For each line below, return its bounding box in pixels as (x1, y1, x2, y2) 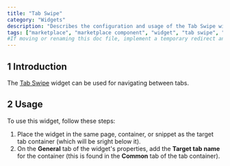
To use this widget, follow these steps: (7, 117, 116, 125)
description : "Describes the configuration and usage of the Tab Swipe (7, 23, 216, 29)
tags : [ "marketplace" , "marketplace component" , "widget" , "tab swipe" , (7, 29, 219, 36)
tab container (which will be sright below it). (16, 137, 142, 146)
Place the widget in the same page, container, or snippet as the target (16, 130, 214, 138)
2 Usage (7, 98, 43, 110)
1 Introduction (7, 61, 67, 72)
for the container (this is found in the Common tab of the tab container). (16, 152, 220, 160)
